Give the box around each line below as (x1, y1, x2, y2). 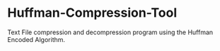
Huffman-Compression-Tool (7, 5, 178, 21)
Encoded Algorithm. (7, 35, 66, 43)
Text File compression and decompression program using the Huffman (7, 28, 214, 36)
